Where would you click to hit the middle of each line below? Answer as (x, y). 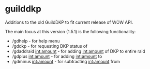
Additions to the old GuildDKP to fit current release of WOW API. (69, 22)
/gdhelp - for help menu (36, 41)
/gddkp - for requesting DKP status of (50, 46)
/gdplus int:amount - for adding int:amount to (57, 56)
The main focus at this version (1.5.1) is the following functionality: (70, 31)
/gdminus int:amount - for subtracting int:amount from (66, 61)
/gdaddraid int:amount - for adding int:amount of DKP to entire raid (79, 51)
